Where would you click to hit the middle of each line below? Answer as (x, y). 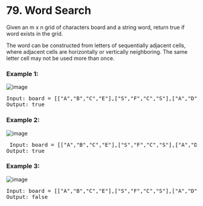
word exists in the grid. (35, 33)
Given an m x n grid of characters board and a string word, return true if (95, 27)
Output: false (27, 197)
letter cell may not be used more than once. (60, 58)
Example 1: (22, 74)
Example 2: (23, 120)
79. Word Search (49, 11)
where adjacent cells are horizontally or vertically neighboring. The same (97, 51)
